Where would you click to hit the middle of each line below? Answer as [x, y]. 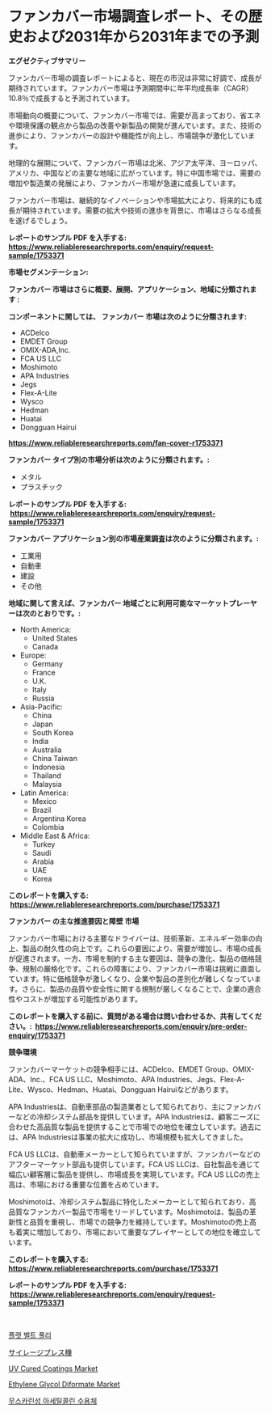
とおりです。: [58, 613]
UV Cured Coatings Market [53, 1369]
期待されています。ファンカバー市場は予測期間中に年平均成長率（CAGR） [131, 88]
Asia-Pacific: [41, 706]
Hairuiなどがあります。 [195, 1089]
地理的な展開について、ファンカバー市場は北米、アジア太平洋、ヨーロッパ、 [135, 163]
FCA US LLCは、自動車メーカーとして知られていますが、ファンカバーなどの [134, 1154]
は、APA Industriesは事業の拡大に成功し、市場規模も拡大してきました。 [128, 1136]
